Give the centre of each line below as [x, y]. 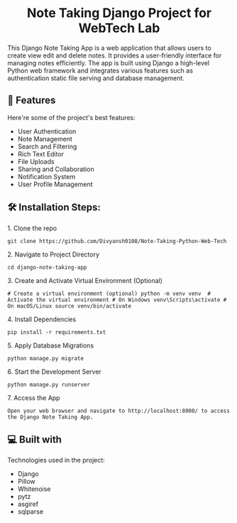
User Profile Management [55, 184]
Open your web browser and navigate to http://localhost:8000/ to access [119, 411]
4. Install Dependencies [42, 319]
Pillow [26, 482]
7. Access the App [34, 398]
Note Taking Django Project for [119, 13]
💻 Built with [35, 440]
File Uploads [36, 161]
